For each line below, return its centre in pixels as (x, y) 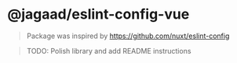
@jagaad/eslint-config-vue (98, 14)
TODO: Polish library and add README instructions (109, 51)
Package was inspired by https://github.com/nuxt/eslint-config (128, 36)
